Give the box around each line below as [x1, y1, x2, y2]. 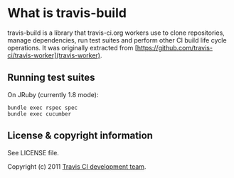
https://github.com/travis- [137, 43, 213, 52]
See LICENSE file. [7, 148, 59, 157]
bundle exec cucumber [7, 110, 72, 118]
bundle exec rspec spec [7, 104, 78, 111]
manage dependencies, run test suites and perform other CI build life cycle [7, 35, 227, 44]
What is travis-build [7, 5, 127, 21]
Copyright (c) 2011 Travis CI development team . [7, 162, 147, 171]
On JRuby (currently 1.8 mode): [7, 90, 99, 99]
